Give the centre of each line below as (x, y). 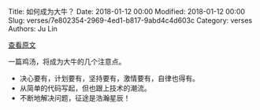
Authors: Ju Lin (33, 29)
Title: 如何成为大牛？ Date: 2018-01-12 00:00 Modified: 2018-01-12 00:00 (127, 11)
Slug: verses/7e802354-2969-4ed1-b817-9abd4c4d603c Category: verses (130, 20)
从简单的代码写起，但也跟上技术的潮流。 (85, 88)
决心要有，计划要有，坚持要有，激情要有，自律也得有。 (109, 78)
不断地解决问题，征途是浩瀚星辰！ (75, 98)
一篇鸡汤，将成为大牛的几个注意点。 (67, 62)
